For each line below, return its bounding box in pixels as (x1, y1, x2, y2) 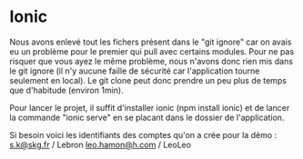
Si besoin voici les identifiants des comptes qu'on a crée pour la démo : (9, 129, 278, 140)
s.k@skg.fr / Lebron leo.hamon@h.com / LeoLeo (9, 139, 192, 150)
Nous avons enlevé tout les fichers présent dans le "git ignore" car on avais (9, 36, 292, 47)
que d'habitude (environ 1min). (9, 84, 125, 95)
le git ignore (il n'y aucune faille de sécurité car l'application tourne (9, 65, 260, 76)
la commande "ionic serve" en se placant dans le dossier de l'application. (9, 112, 285, 123)
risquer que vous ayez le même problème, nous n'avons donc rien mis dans (9, 55, 294, 66)
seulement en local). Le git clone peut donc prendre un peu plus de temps (9, 75, 287, 85)
